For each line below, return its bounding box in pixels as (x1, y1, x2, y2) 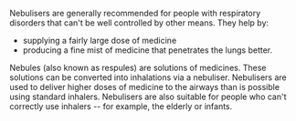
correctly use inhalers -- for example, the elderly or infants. (9, 101, 233, 112)
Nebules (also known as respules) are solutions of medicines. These (9, 63, 267, 73)
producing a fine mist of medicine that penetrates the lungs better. (22, 45, 273, 55)
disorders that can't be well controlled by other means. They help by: (9, 17, 270, 28)
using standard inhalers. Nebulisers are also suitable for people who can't (9, 91, 287, 102)
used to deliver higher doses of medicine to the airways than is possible (9, 82, 280, 92)
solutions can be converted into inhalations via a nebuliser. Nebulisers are (9, 72, 287, 83)
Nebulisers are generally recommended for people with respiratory (9, 8, 261, 18)
